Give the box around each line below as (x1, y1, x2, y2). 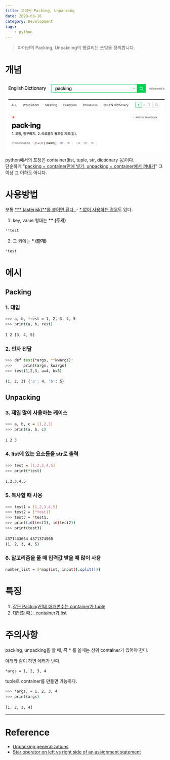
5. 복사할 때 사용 (5, 492, 42, 499)
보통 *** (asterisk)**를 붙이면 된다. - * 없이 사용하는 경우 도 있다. (5, 206, 133, 213)
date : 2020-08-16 (5, 13, 42, 19)
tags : (5, 24, 17, 29)
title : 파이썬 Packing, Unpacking (5, 8, 75, 13)
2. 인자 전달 (5, 345, 32, 352)
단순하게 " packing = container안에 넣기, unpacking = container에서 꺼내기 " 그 (5, 163, 163, 169)
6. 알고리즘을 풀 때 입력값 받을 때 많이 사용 (5, 555, 101, 562)
